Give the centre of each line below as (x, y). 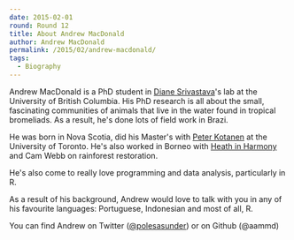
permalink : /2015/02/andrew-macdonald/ (83, 50)
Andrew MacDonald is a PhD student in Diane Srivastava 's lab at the (134, 91)
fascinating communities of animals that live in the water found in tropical (143, 110)
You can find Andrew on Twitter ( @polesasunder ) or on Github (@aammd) (144, 225)
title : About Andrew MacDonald (67, 34)
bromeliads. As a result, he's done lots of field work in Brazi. (119, 119)
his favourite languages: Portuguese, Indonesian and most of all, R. (132, 208)
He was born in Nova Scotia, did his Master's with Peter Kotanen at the (138, 137)
